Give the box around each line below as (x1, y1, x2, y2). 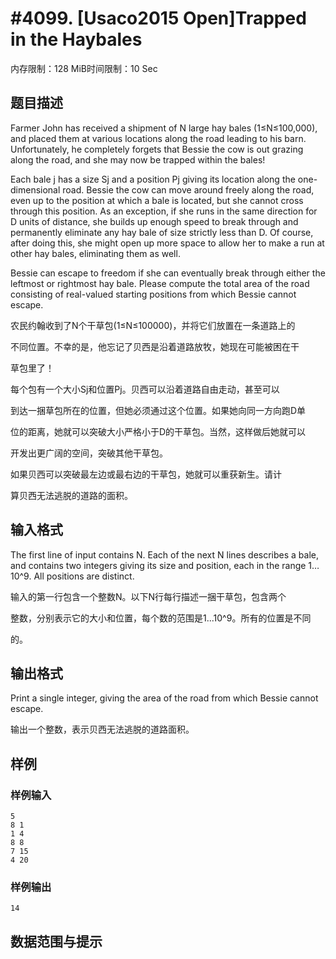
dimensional (10, 183, 61, 196)
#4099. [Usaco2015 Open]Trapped (10, 7, 307, 30)
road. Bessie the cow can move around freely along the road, (62, 183, 315, 196)
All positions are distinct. (33, 570, 135, 582)
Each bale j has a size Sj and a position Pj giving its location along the (10, 173, 296, 185)
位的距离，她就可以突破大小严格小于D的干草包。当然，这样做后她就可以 (10, 425, 307, 437)
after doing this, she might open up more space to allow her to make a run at (10, 237, 325, 249)
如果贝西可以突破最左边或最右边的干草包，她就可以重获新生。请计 (10, 468, 282, 480)
